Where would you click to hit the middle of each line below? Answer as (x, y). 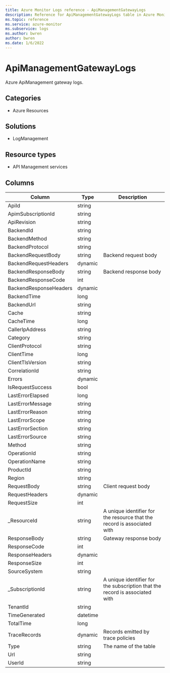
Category (19, 337)
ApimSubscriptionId (31, 214)
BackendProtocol (28, 247)
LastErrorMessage (30, 403)
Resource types (31, 155)
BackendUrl (22, 304)
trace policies (119, 638)
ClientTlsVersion (27, 362)
